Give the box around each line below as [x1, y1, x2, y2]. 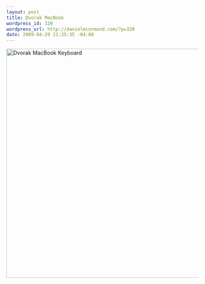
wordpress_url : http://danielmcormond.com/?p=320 [6, 26, 135, 32]
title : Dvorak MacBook [6, 15, 64, 21]
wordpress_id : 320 [6, 20, 53, 26]
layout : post [6, 9, 40, 15]
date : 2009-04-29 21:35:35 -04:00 [6, 32, 95, 38]
